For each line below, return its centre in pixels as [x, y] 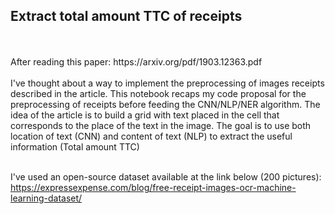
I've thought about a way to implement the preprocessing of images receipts [167, 83]
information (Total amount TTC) [75, 146]
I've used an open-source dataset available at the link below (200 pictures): [166, 176]
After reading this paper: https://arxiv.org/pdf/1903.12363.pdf [136, 61]
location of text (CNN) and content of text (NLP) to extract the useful [151, 136]
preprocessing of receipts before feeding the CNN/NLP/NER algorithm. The [165, 104]
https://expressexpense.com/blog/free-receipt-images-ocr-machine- [153, 187]
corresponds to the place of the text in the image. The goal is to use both [161, 125]
